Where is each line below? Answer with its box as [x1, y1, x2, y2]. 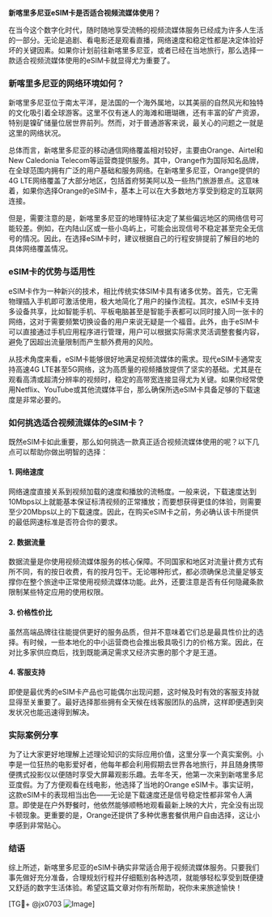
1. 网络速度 [8, 467, 45, 477]
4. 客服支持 [8, 667, 46, 677]
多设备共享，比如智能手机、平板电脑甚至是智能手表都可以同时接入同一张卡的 [8, 306, 264, 316]
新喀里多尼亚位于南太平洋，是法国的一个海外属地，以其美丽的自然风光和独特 [8, 97, 264, 108]
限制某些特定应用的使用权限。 [8, 588, 108, 597]
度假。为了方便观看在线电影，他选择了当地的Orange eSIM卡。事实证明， [15, 780, 258, 790]
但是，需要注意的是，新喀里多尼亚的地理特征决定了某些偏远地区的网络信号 [8, 213, 257, 223]
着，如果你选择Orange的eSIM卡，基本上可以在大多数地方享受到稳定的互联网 [8, 186, 263, 196]
